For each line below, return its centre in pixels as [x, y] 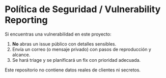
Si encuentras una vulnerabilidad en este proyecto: [58, 34]
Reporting [26, 20]
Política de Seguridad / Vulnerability [83, 9]
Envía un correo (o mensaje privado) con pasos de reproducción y [81, 49]
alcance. [21, 55]
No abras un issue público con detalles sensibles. [64, 44]
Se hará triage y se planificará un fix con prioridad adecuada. [76, 60]
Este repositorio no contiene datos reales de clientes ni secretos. [73, 70]
